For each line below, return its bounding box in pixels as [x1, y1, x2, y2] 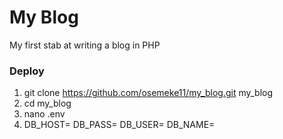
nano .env [23, 108, 66, 120]
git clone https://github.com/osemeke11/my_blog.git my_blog [23, 87, 274, 99]
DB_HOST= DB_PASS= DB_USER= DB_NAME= [23, 119, 216, 131]
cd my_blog [23, 97, 72, 110]
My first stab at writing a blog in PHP [9, 39, 161, 51]
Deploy [9, 64, 45, 78]
